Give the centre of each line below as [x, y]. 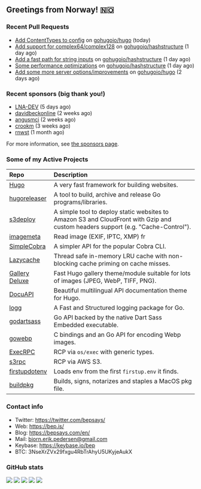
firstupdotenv [28, 372]
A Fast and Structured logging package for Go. [119, 308]
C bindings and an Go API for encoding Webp [117, 335]
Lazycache [25, 260]
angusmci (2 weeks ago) [45, 119]
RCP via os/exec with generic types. [104, 352]
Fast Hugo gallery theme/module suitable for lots [122, 273]
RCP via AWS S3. [78, 362]
